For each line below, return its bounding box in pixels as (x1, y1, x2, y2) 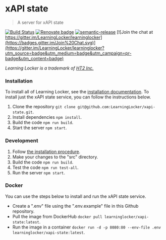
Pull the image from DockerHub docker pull (12, 213, 103, 219)
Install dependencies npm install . (12, 114, 82, 120)
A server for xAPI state (17, 19, 64, 25)
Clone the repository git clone (12, 104, 76, 110)
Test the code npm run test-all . (12, 164, 79, 170)
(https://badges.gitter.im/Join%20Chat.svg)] (5, 39, 96, 45)
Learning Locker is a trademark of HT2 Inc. (5, 65, 94, 71)
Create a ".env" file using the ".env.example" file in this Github (12, 203, 139, 209)
